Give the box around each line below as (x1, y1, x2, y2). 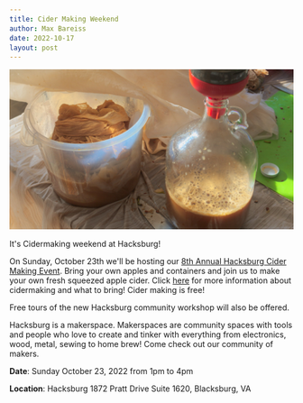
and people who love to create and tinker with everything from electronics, (9, 329, 287, 340)
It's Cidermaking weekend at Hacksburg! (9, 238, 161, 249)
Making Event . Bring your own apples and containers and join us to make (9, 265, 280, 276)
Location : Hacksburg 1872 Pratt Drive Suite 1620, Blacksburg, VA (9, 383, 252, 394)
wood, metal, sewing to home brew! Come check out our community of (9, 338, 273, 349)
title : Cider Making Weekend (9, 14, 119, 23)
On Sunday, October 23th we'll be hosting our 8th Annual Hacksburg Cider (9, 255, 287, 266)
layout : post (9, 43, 59, 52)
